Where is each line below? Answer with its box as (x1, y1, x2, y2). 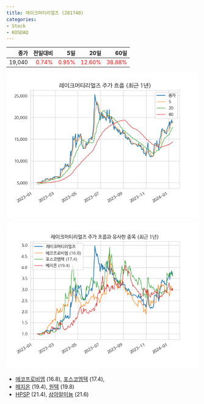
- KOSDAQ (6, 29, 29, 36)
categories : (6, 16, 37, 23)
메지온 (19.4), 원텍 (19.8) (15, 383, 75, 390)
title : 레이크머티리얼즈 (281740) (6, 10, 84, 16)
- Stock (6, 23, 26, 29)
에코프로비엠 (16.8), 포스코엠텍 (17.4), (15, 375, 105, 383)
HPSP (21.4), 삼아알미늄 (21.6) (15, 391, 89, 398)
